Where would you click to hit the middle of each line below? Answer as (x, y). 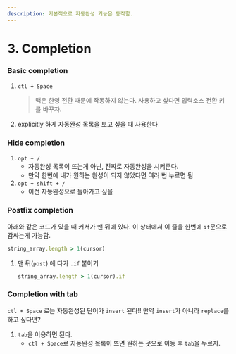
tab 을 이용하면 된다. (45, 334)
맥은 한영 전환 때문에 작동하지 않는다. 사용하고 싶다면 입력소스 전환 (126, 101)
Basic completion (38, 70)
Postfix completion (41, 210)
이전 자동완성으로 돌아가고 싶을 (70, 191)
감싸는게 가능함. (29, 235)
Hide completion (36, 143)
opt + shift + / (41, 184)
